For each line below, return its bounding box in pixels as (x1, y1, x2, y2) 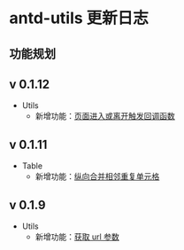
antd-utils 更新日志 (9, 8, 149, 28)
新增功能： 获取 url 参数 (34, 231, 119, 242)
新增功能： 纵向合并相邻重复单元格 (34, 171, 160, 182)
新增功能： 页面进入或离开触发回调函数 (34, 111, 175, 121)
